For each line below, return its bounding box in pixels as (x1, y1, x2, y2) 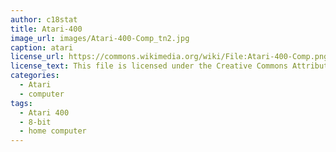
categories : (10, 71, 60, 81)
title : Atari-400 (10, 24, 83, 34)
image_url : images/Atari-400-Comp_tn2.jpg (10, 33, 190, 43)
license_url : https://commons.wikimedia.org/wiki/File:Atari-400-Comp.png (10, 52, 329, 62)
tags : (10, 98, 33, 108)
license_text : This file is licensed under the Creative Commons (10, 61, 288, 71)
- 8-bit (19, 117, 52, 127)
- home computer (19, 126, 87, 136)
